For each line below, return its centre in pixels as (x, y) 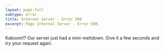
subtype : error (21, 14)
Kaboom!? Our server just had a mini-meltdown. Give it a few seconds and (82, 38)
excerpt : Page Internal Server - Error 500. (53, 24)
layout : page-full (24, 10)
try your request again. (29, 43)
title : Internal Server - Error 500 (44, 19)
